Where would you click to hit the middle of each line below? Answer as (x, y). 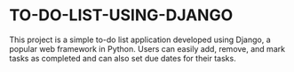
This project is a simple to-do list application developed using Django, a (140, 40)
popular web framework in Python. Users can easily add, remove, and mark (147, 48)
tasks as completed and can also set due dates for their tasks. (123, 58)
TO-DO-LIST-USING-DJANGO (121, 15)
